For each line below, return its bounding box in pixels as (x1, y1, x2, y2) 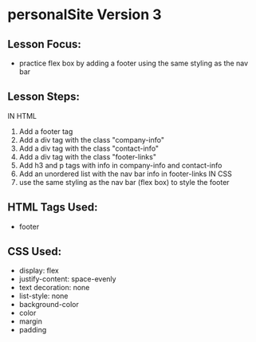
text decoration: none (18, 283, 90, 293)
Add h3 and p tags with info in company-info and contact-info (18, 160, 223, 170)
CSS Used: (7, 245, 61, 258)
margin (18, 316, 43, 326)
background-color (18, 300, 79, 309)
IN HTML (7, 111, 37, 120)
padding (18, 325, 47, 335)
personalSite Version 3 (7, 6, 162, 24)
